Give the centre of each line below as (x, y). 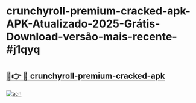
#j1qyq (23, 50)
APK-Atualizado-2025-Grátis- (83, 24)
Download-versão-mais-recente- (92, 37)
